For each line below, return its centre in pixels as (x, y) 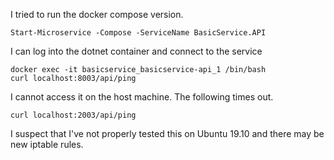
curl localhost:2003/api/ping (73, 115)
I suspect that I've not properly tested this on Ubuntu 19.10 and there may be (167, 133)
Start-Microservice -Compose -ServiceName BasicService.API (138, 33)
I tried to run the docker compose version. (97, 14)
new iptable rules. (47, 144)
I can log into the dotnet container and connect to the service (136, 51)
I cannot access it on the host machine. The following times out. (142, 97)
